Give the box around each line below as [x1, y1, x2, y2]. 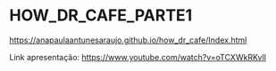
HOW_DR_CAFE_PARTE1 [9, 5, 193, 26]
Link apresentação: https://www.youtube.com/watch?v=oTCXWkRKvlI [9, 51, 266, 62]
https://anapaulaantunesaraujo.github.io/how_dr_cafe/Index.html [9, 35, 247, 45]
